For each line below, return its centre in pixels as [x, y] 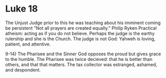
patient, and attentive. [28, 44]
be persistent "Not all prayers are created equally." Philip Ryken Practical [81, 28]
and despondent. [23, 70]
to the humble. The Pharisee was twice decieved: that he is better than [79, 59]
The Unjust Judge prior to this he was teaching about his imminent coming [83, 23]
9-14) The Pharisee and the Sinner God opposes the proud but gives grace [83, 54]
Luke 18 [22, 9]
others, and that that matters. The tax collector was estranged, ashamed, [81, 64]
